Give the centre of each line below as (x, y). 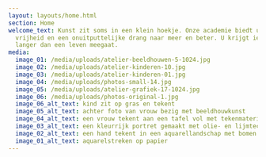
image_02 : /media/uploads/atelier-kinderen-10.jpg (101, 67)
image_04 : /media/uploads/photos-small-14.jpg (93, 82)
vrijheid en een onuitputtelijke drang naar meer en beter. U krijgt (132, 38)
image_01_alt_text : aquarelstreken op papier (92, 141)
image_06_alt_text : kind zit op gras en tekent (95, 104)
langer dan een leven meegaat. (67, 45)
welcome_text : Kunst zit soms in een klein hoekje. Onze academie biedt (131, 30)
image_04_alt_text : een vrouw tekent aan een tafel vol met (116, 119)
